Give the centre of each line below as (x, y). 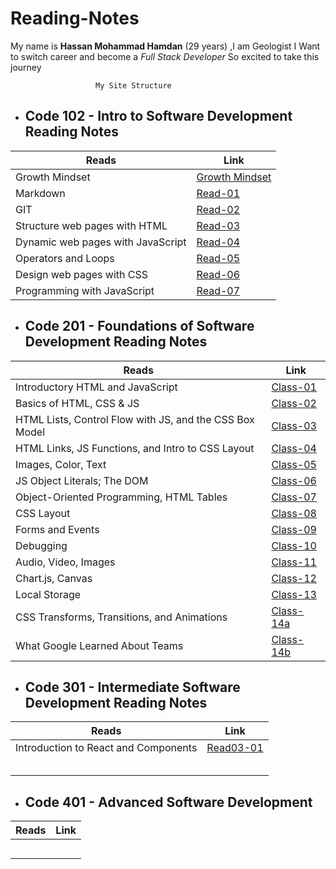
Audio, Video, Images (65, 562)
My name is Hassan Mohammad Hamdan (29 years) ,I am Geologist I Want (165, 46)
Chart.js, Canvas (54, 578)
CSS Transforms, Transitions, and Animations (121, 617)
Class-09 (294, 529)
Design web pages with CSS (81, 274)
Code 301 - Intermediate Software (132, 687)
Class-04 (294, 448)
